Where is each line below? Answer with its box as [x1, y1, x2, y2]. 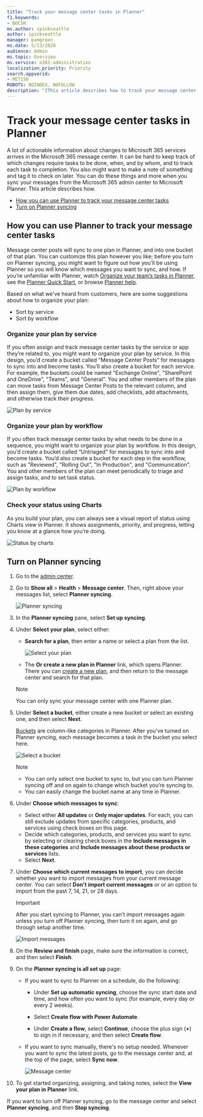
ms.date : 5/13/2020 [7, 43, 56, 49]
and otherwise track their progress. [7, 394, 95, 402]
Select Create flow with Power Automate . [33, 1014, 139, 1021]
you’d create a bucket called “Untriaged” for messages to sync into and [7, 448, 185, 455]
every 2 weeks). [33, 1001, 74, 1009]
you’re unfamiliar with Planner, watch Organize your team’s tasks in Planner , [7, 272, 196, 279]
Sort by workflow [15, 314, 59, 322]
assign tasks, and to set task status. [7, 474, 96, 481]
